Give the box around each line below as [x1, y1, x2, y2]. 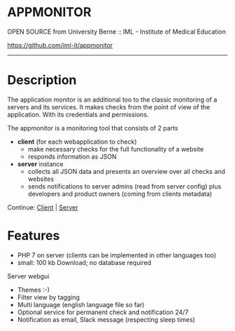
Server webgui [7, 271, 50, 281]
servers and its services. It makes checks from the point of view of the [7, 102, 211, 111]
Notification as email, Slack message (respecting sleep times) [17, 315, 196, 323]
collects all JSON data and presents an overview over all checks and [27, 167, 226, 175]
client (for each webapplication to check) [17, 137, 138, 146]
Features [7, 228, 60, 244]
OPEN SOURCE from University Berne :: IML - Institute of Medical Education [7, 27, 226, 36]
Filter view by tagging [17, 292, 80, 302]
